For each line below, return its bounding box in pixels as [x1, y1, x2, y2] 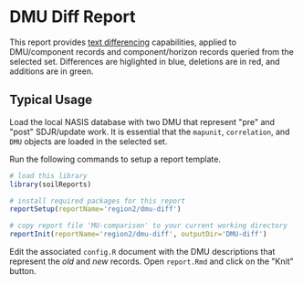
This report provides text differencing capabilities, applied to [9, 37, 237, 47]
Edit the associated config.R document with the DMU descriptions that [9, 247, 276, 257]
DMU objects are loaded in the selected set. [9, 135, 168, 147]
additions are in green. [9, 66, 94, 77]
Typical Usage [9, 92, 93, 108]
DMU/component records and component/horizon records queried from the [9, 46, 294, 57]
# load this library [9, 171, 89, 180]
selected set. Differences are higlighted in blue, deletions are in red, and [9, 56, 280, 67]
